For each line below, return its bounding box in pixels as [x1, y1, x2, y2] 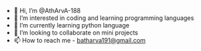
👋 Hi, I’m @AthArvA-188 [13, 7, 81, 14]
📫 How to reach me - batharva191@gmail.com [13, 37, 146, 44]
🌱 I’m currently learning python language [13, 21, 129, 29]
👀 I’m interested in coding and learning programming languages [13, 14, 194, 22]
